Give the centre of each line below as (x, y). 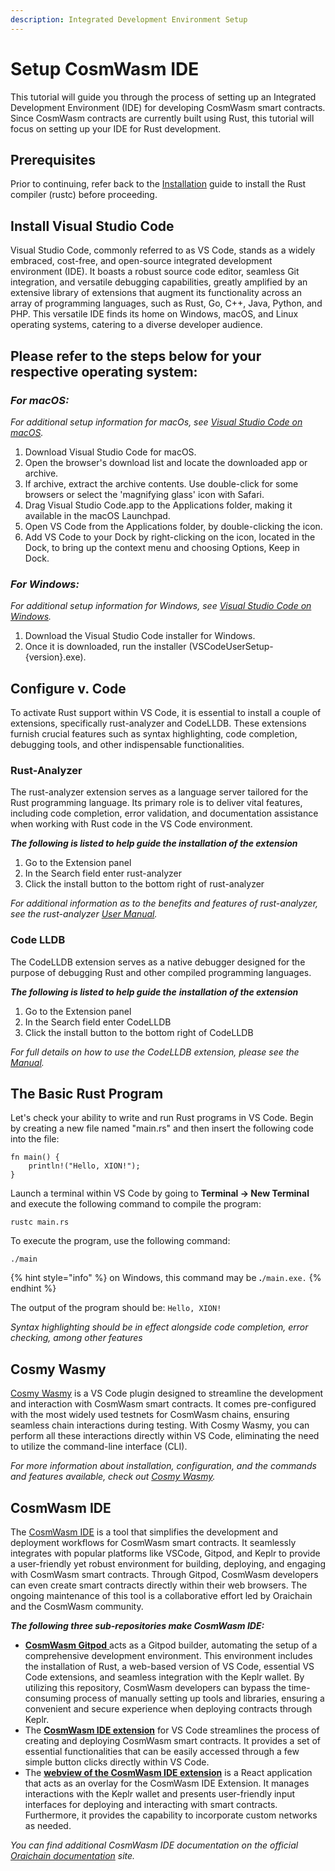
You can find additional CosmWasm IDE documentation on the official (154, 1845)
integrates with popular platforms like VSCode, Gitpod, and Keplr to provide (165, 1553)
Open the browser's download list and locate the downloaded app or (166, 462)
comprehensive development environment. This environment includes (168, 1656)
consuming (48, 1698)
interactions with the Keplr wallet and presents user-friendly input (160, 1794)
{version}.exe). (55, 657)
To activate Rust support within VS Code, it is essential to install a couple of (166, 712)
